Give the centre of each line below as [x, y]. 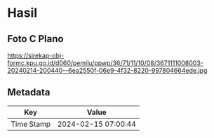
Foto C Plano [35, 39]
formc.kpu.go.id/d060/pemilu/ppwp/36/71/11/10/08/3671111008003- [105, 63]
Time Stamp [31, 124]
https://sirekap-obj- [36, 55]
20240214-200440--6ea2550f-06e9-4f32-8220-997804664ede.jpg [107, 70]
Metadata [29, 92]
